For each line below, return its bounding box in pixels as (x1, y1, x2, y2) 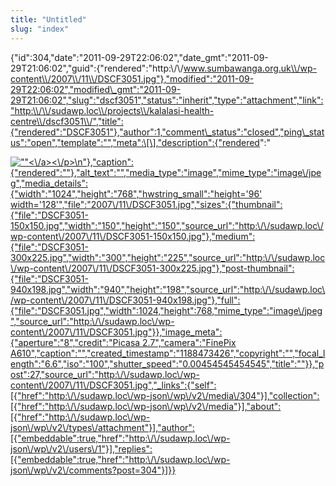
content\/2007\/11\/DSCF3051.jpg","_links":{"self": (10, 379, 217, 391)
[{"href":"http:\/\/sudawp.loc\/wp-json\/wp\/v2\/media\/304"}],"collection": (10, 389, 320, 401)
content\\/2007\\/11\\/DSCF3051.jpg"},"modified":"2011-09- (10, 72, 255, 85)
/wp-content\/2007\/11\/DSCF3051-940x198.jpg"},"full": (10, 294, 241, 306)
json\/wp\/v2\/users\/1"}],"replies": (10, 442, 153, 455)
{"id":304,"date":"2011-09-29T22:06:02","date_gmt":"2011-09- (10, 51, 269, 63)
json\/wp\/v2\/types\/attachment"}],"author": (10, 421, 195, 433)
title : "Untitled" (10, 14, 87, 25)
